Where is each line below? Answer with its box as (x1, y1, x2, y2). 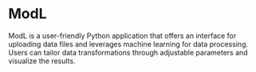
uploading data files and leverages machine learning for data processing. (8, 39, 249, 48)
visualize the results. (8, 56, 76, 66)
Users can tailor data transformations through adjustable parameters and (8, 47, 249, 57)
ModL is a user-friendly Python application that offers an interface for (8, 31, 237, 40)
